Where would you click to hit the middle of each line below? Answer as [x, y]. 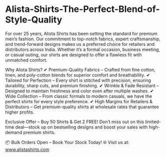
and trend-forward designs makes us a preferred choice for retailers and [80, 44]
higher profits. [20, 112]
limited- [153, 122]
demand [14, 132]
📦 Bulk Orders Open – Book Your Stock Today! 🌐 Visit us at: [67, 142]
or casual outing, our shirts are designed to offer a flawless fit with [73, 55]
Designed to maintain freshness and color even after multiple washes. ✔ [79, 91]
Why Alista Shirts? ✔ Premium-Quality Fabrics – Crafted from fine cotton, [80, 70]
